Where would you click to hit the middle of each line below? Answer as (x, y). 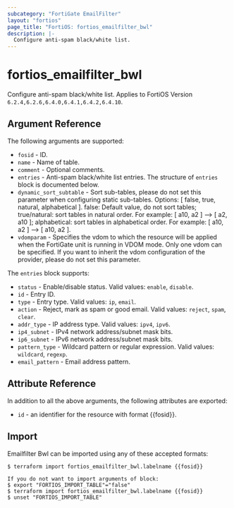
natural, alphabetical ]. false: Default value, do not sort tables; (107, 207)
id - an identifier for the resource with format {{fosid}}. (97, 414)
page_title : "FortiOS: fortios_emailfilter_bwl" (80, 27)
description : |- (31, 33)
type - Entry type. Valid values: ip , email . (76, 302)
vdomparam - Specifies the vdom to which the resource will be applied (117, 237)
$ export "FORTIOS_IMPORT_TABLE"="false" (69, 485)
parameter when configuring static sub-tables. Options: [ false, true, (117, 199)
